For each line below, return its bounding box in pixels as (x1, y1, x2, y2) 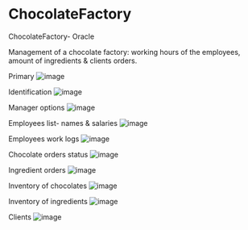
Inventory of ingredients (8, 196, 89, 206)
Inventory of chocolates (8, 181, 87, 190)
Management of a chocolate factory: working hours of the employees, (8, 47, 241, 56)
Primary (8, 71, 35, 81)
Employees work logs (8, 134, 80, 144)
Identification (8, 86, 52, 97)
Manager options (8, 102, 65, 112)
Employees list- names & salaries (8, 118, 118, 128)
